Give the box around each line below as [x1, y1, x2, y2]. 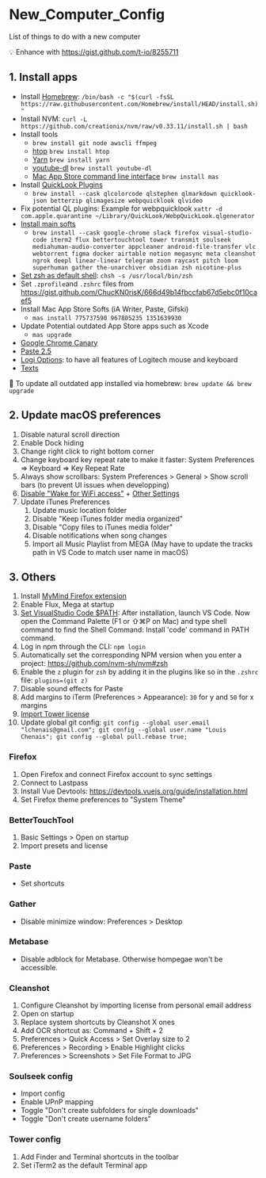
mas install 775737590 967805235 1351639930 [32, 314, 182, 322]
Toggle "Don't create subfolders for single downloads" [20, 1106, 199, 1115]
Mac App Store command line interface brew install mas [32, 171, 219, 181]
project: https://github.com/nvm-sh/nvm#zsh [20, 659, 169, 668]
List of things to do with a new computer [9, 32, 141, 41]
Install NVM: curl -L [20, 113, 88, 124]
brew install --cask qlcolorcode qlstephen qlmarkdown [32, 189, 217, 197]
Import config [20, 1088, 66, 1099]
